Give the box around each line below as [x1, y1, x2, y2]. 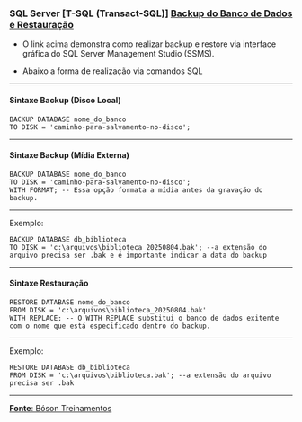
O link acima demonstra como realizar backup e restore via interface [22, 39, 277, 49]
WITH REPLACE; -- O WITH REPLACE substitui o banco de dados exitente [9, 313, 280, 322]
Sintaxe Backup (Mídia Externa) [9, 150, 130, 161]
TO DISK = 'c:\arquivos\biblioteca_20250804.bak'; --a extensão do [9, 242, 268, 251]
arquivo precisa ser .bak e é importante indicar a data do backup [9, 251, 268, 259]
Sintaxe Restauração [9, 277, 89, 289]
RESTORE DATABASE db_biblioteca [9, 363, 130, 372]
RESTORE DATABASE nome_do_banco [9, 297, 130, 307]
